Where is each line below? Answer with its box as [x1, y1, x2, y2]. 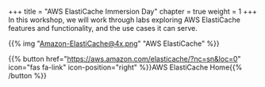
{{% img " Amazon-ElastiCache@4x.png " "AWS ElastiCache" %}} [8, 39, 220, 48]
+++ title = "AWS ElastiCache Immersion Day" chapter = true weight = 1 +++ [8, 7, 258, 16]
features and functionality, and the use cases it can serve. [8, 24, 198, 32]
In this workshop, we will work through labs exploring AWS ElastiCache [8, 15, 240, 25]
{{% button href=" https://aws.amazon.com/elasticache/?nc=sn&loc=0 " [8, 55, 241, 63]
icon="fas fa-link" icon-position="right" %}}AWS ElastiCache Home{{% [8, 62, 243, 72]
